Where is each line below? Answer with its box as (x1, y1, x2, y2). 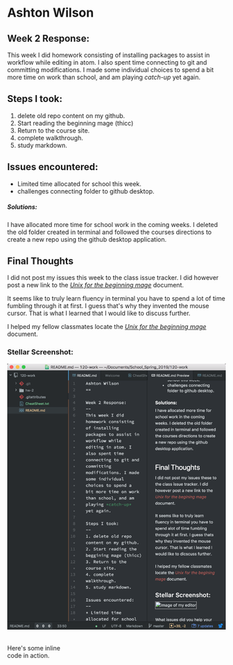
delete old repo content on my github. (17, 111, 126, 119)
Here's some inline (7, 644, 61, 653)
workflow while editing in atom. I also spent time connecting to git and (7, 58, 207, 67)
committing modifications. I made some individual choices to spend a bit (7, 66, 214, 74)
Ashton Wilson (7, 5, 94, 21)
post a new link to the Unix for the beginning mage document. (7, 281, 184, 289)
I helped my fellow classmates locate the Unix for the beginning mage (7, 323, 207, 331)
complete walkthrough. (17, 133, 83, 142)
